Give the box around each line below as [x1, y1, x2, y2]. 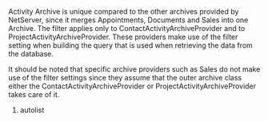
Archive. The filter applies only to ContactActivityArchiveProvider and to [8, 24, 246, 33]
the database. [8, 49, 54, 58]
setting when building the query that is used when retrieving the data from [8, 41, 254, 50]
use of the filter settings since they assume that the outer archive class [8, 73, 242, 82]
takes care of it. [8, 90, 60, 99]
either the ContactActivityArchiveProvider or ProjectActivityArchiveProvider [8, 81, 257, 91]
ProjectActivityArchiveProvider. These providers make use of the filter [8, 32, 238, 41]
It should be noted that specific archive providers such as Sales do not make [8, 64, 261, 74]
